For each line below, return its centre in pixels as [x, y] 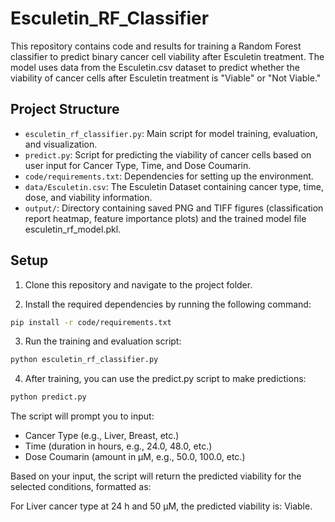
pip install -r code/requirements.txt [91, 322]
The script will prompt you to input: [82, 416]
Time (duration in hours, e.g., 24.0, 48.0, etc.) [118, 446]
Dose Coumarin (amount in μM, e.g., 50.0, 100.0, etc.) [135, 457]
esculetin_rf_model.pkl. [73, 229]
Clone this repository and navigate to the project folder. [138, 284]
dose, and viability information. [88, 197]
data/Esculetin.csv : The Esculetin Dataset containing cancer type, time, [174, 186]
